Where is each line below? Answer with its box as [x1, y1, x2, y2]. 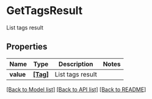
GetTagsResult [6, 4, 83, 18]
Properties [6, 42, 48, 52]
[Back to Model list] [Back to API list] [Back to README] [6, 86, 147, 93]
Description [58, 59, 93, 68]
